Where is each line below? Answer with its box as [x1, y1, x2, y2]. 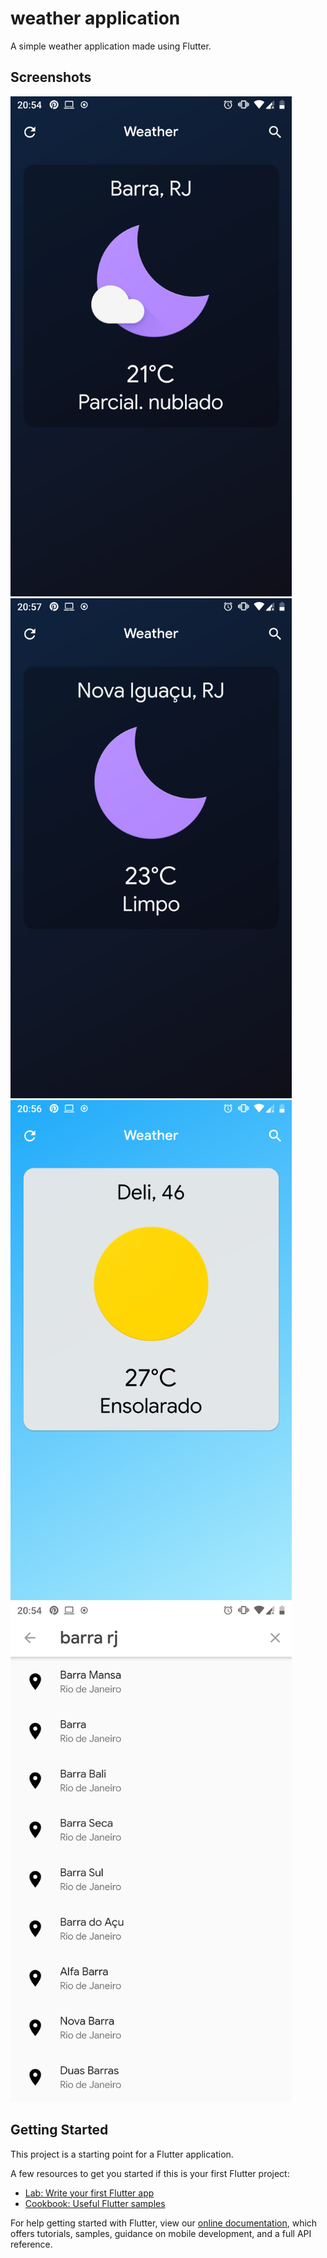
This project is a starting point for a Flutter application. [10, 2148, 234, 2160]
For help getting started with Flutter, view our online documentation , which [10, 2217, 318, 2229]
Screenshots [10, 69, 92, 86]
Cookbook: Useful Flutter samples [24, 2197, 166, 2209]
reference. [10, 2238, 53, 2250]
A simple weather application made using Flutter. [10, 40, 212, 52]
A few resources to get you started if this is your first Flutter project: [10, 2167, 290, 2179]
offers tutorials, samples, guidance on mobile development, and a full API [10, 2227, 312, 2239]
